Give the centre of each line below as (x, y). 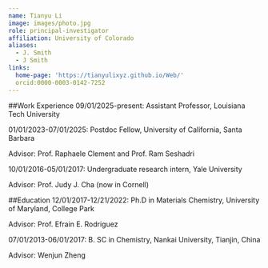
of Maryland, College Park (51, 208)
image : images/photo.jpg (50, 23)
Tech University (34, 114)
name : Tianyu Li (35, 16)
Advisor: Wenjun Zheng (47, 255)
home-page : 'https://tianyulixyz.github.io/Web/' (100, 75)
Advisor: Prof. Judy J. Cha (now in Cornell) (79, 184)
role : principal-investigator (59, 30)
